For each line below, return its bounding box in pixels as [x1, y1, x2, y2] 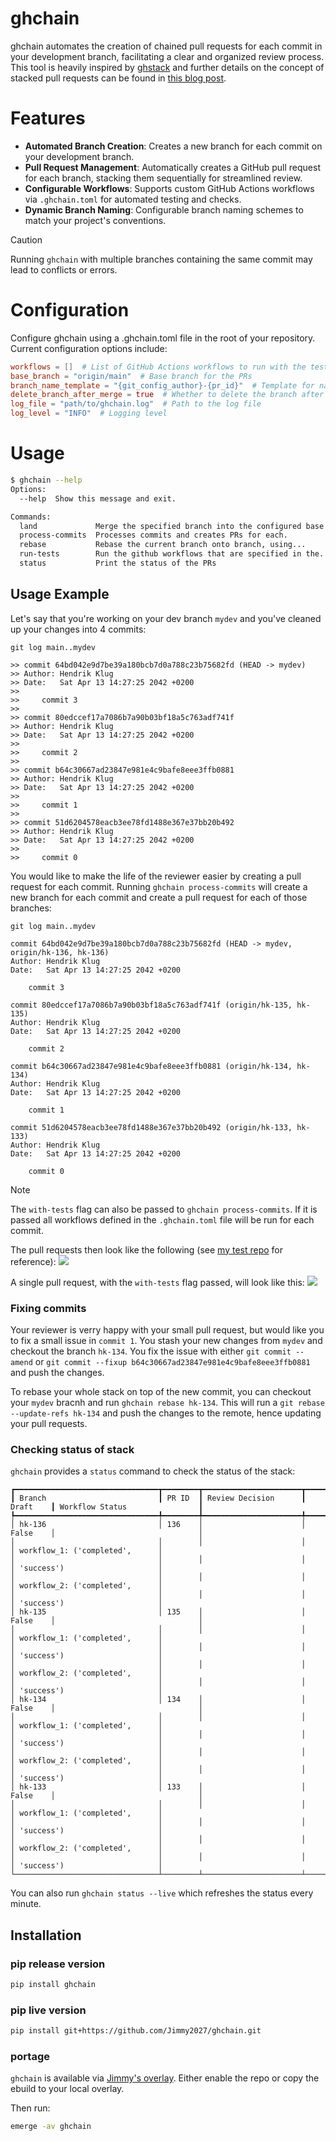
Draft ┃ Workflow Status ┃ [10, 1502, 203, 1512]
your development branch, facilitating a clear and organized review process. [10, 50, 325, 62]
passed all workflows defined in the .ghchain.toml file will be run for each [10, 1213, 315, 1226]
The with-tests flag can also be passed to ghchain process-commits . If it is [10, 1203, 318, 1215]
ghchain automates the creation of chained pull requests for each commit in [10, 40, 323, 52]
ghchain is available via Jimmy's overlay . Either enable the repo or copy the [10, 2072, 320, 2084]
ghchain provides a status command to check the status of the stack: [10, 1465, 296, 1477]
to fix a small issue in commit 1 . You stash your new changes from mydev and [10, 1334, 323, 1346]
